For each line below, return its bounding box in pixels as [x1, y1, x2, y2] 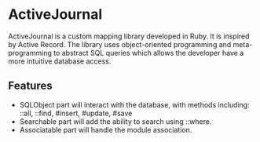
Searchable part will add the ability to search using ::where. [19, 116, 212, 126]
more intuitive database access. [8, 56, 112, 66]
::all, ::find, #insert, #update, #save [19, 108, 133, 118]
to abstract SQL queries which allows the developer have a [53, 48, 244, 57]
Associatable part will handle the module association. [19, 125, 192, 134]
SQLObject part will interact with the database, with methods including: [19, 100, 250, 109]
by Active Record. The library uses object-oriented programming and [8, 39, 232, 49]
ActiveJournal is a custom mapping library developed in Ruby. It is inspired [8, 31, 250, 41]
